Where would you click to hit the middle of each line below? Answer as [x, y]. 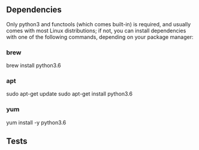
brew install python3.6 [34, 66]
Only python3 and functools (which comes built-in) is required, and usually [98, 24]
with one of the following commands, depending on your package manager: [100, 37]
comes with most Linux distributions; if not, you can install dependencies [96, 30]
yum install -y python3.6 [36, 123]
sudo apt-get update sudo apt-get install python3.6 [70, 94]
